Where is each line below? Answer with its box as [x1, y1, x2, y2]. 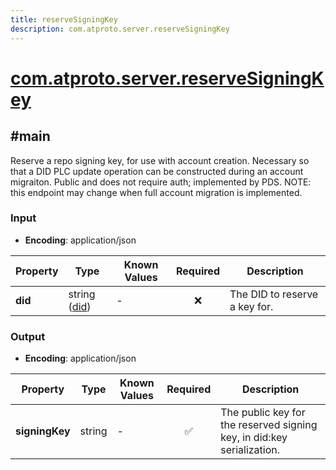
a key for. [229, 299, 274, 313]
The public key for [220, 406, 306, 420]
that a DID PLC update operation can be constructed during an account [10, 165, 304, 177]
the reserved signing [220, 418, 318, 432]
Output [10, 329, 46, 343]
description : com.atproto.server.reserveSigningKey [10, 24, 230, 34]
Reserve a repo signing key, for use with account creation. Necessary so [10, 154, 310, 166]
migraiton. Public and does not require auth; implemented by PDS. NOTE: [10, 176, 312, 188]
